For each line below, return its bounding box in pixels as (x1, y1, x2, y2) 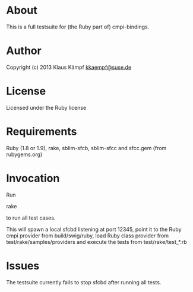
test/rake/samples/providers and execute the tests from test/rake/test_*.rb (6, 238, 187, 245)
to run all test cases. (6, 214, 56, 221)
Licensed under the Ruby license (6, 104, 87, 111)
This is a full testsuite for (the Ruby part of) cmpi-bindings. (6, 23, 150, 30)
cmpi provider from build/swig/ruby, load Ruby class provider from (6, 232, 169, 239)
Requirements (6, 125, 77, 138)
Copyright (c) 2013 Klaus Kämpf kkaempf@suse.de (6, 64, 132, 71)
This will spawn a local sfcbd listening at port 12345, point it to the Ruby (6, 226, 182, 233)
